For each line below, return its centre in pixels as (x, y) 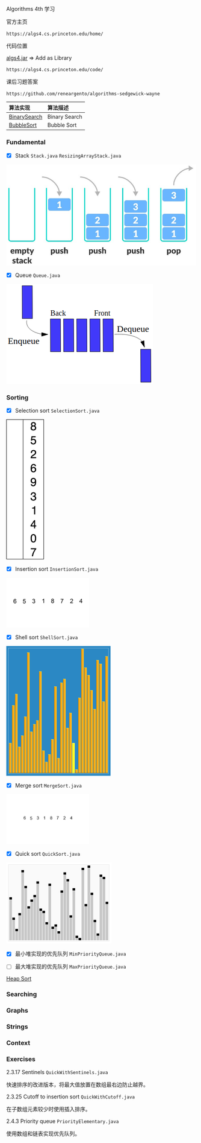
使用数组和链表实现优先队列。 (43, 1134)
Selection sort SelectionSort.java (57, 410)
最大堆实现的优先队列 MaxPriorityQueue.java (70, 967)
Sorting (17, 397)
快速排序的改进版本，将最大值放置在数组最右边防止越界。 (77, 1084)
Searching (22, 995)
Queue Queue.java (37, 275)
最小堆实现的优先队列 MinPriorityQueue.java (70, 954)
